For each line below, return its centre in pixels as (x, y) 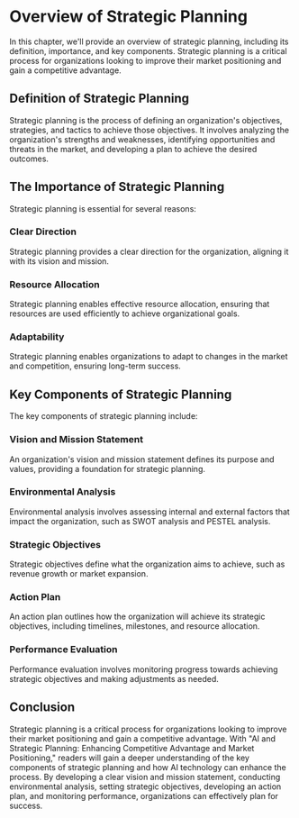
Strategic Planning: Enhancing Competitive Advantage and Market (132, 748)
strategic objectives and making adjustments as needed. (114, 678)
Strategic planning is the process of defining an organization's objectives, (146, 120)
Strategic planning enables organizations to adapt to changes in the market (149, 357)
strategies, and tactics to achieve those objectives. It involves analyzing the (149, 130)
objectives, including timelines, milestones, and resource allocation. (135, 626)
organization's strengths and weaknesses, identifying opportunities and (142, 139)
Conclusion (42, 708)
